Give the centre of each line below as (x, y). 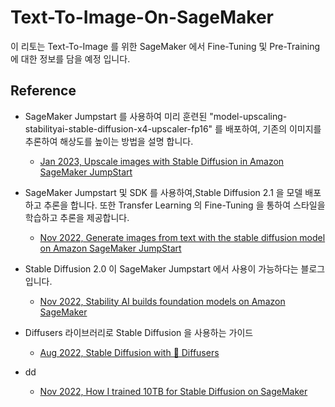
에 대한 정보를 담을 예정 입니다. (70, 58)
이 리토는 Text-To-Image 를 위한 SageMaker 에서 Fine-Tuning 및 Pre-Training (165, 46)
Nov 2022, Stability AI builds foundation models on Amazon (162, 301)
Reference (43, 91)
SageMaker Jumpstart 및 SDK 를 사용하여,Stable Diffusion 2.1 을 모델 (163, 192)
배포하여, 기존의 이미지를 (273, 128)
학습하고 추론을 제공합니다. (77, 217)
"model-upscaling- (248, 116)
